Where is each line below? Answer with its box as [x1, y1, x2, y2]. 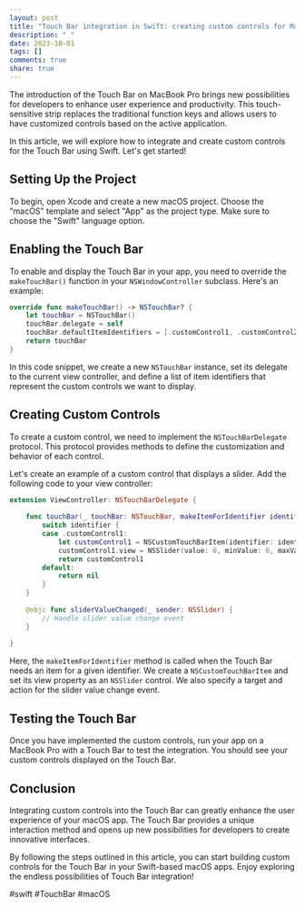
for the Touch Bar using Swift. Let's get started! [9, 145, 187, 156]
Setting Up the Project [9, 172, 137, 187]
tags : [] [9, 47, 43, 56]
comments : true [9, 55, 67, 65]
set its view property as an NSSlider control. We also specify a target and [9, 675, 283, 686]
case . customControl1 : [42, 529, 128, 539]
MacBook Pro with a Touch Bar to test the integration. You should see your [9, 745, 289, 756]
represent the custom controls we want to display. [9, 380, 197, 391]
